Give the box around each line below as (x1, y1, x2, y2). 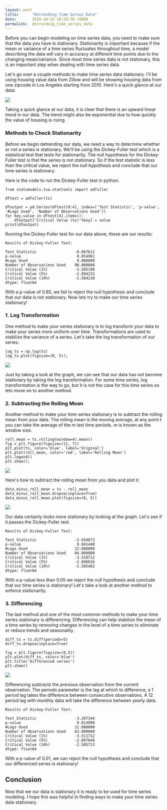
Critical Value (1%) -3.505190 (5, 266, 95, 272)
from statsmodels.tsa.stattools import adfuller (5, 187, 108, 192)
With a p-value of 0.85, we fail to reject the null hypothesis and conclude (5, 289, 155, 295)
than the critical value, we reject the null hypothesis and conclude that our (5, 162, 158, 168)
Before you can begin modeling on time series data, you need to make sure (5, 35, 160, 41)
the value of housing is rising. (5, 117, 66, 123)
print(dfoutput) (5, 222, 39, 227)
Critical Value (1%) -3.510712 (5, 555, 95, 560)
